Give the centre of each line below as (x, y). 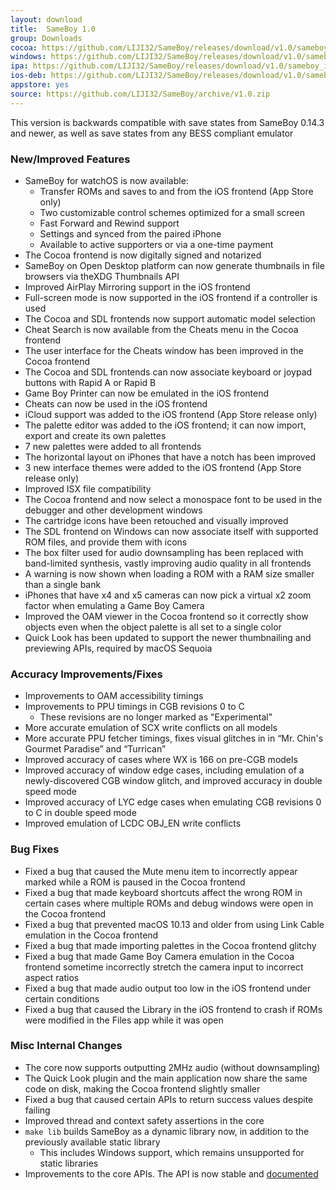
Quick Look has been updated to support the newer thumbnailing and (168, 637)
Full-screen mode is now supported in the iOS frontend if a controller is (171, 297)
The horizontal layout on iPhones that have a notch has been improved (170, 457)
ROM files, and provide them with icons (106, 542)
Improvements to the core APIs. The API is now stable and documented (171, 1173)
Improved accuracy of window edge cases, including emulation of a (164, 770)
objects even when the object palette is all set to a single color (153, 627)
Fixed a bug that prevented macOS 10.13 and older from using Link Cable (174, 924)
